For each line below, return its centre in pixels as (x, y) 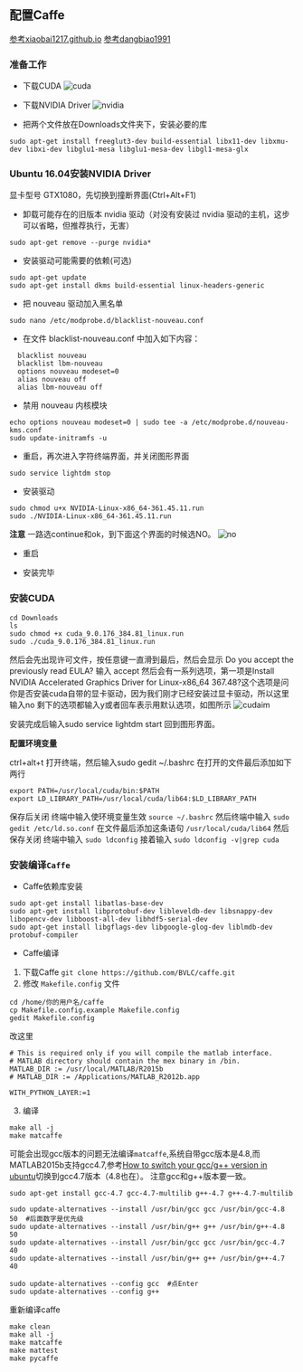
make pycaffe (34, 1358)
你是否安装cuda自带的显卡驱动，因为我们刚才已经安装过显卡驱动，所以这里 (149, 693)
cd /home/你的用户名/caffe (57, 1002)
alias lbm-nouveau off (60, 388)
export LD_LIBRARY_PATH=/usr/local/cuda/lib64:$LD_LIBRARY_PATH (133, 799)
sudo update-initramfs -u (58, 439)
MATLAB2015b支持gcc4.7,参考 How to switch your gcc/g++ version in (138, 1165)
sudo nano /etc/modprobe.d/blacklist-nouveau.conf (107, 321)
